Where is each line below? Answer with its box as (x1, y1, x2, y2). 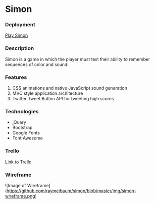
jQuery (12, 119, 26, 125)
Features (5, 73, 27, 80)
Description (5, 45, 34, 52)
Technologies (5, 108, 39, 115)
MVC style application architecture (12, 90, 83, 96)
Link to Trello (5, 159, 32, 165)
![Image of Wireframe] (5, 182, 51, 188)
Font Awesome (12, 135, 43, 141)
